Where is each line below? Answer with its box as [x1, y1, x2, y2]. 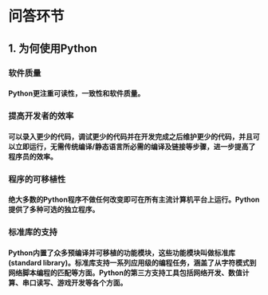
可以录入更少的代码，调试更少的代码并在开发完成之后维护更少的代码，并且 [8, 132, 253, 141]
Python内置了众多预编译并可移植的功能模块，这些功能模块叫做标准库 [8, 248, 235, 258]
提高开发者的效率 [8, 111, 74, 122]
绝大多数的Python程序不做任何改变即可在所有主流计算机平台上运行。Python [8, 195, 260, 204]
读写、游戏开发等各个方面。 [35, 277, 128, 287]
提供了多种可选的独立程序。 [8, 205, 100, 214]
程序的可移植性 [8, 173, 66, 184]
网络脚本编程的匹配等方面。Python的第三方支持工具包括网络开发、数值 [8, 268, 242, 277]
